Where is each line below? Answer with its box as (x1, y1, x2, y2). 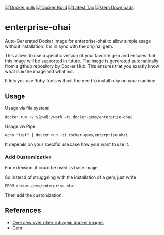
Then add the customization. (5, 192, 63, 198)
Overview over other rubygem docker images (12, 219, 104, 225)
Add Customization (5, 154, 52, 160)
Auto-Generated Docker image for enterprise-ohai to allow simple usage (5, 38, 151, 44)
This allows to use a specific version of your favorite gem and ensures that (5, 52, 156, 58)
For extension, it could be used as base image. (5, 165, 99, 171)
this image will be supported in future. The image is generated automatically (5, 58, 159, 64)
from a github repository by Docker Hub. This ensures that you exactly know (5, 63, 159, 69)
